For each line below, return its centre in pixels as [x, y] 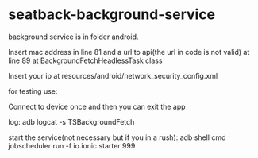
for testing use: [33, 91]
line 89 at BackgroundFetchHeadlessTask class [85, 60]
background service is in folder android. [73, 37]
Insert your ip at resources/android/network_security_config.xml [113, 75]
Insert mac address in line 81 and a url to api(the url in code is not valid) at [129, 52]
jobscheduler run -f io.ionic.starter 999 [72, 145]
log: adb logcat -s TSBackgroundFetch [71, 121]
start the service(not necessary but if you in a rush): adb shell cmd [117, 137]
